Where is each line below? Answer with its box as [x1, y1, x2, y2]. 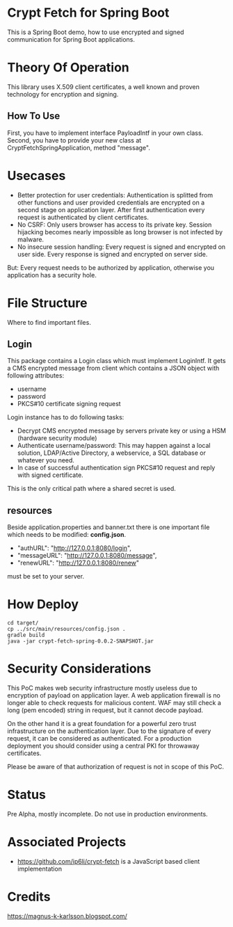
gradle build [7, 631, 45, 639]
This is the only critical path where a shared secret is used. [7, 485, 176, 493]
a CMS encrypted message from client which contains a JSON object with [7, 364, 220, 373]
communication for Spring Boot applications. [7, 35, 136, 43]
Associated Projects [7, 835, 127, 850]
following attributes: [7, 371, 65, 380]
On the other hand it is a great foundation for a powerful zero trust [7, 720, 197, 728]
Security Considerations [7, 661, 152, 677]
